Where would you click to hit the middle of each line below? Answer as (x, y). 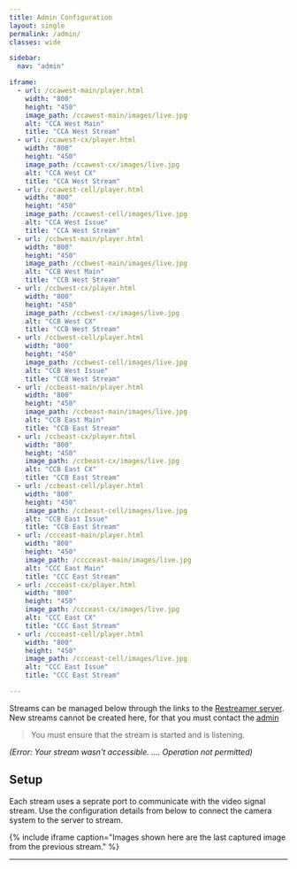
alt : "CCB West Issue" (67, 370)
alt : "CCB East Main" (65, 420)
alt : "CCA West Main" (65, 124)
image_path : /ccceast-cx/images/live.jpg (102, 609)
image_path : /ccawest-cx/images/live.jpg (102, 165)
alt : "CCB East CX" (61, 469)
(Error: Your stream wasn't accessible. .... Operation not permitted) (131, 752)
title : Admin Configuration (61, 17)
